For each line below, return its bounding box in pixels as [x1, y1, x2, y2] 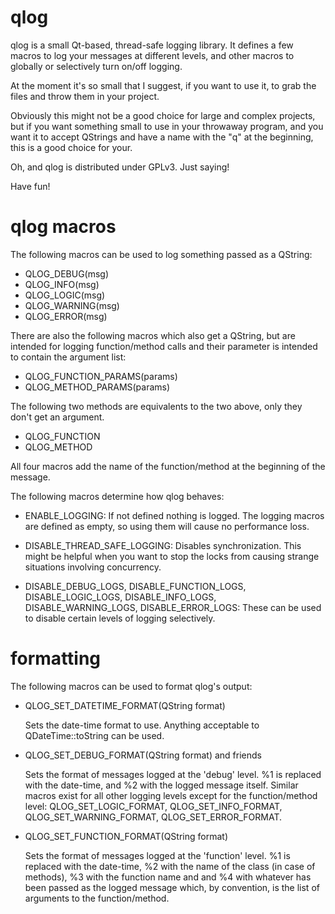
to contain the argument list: [10, 351, 127, 363]
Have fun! [10, 180, 51, 192]
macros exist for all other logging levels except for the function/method [24, 789, 318, 801]
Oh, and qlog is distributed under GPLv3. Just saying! [10, 161, 230, 173]
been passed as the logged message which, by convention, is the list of [24, 881, 320, 893]
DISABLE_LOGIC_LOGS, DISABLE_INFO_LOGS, [24, 591, 217, 603]
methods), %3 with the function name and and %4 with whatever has [24, 871, 312, 883]
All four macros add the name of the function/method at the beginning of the [10, 460, 326, 472]
